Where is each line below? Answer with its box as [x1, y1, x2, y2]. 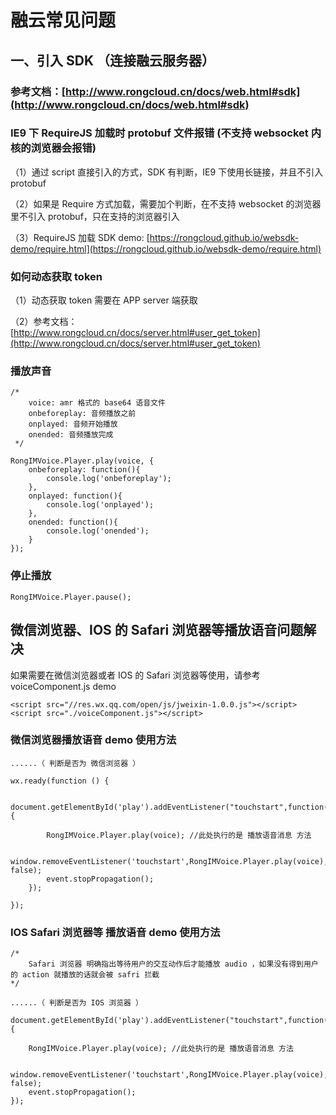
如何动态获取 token [10, 269, 103, 283]
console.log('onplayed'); [46, 500, 155, 510]
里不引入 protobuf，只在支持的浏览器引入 [10, 210, 180, 222]
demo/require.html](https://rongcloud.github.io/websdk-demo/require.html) [10, 242, 322, 255]
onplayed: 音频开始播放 [28, 419, 118, 430]
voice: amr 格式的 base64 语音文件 [28, 398, 166, 408]
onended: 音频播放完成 [28, 430, 114, 440]
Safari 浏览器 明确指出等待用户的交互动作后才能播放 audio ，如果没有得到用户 [28, 959, 319, 970]
